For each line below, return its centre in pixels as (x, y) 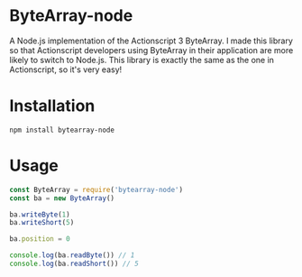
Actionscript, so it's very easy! (66, 69)
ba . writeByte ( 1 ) (40, 214)
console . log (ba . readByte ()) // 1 (72, 255)
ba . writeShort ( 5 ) (42, 223)
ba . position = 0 (40, 239)
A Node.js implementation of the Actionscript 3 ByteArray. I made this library (151, 41)
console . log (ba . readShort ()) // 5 (74, 264)
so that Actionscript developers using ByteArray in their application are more (151, 50)
